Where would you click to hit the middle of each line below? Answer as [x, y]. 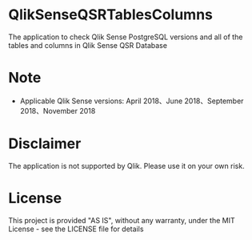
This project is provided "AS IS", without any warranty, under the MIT [122, 220]
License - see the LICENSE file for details [76, 229]
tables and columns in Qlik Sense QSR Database [88, 45]
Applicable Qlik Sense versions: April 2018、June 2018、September [132, 101]
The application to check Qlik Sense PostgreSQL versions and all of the [126, 37]
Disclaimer [45, 144]
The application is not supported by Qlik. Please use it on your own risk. [127, 166]
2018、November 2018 [58, 110]
